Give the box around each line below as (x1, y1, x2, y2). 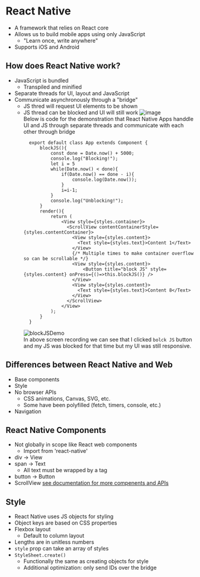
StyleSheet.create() (14, 552, 66, 558)
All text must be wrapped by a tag (23, 467, 108, 474)
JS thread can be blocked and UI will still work (23, 108, 139, 116)
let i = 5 (50, 161, 75, 167)
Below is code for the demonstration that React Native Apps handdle (23, 115, 194, 122)
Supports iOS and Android (14, 43, 80, 51)
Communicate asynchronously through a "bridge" (14, 96, 138, 103)
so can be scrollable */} (23, 255, 89, 261)
